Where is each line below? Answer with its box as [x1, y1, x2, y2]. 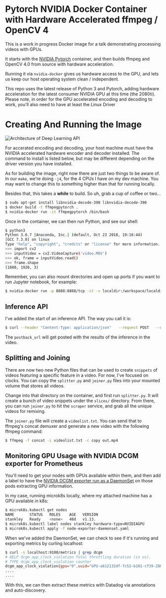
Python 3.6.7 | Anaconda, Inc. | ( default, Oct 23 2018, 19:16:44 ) [5, 232, 142, 238]
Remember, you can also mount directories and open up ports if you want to [5, 274, 160, 280]
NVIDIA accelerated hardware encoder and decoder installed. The [5, 150, 140, 156]
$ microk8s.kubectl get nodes [5, 508, 68, 513]
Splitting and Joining [5, 354, 70, 362]
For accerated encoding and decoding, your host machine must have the [5, 145, 154, 151]
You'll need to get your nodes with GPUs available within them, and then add [5, 472, 161, 478]
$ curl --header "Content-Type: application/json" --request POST [5, 325, 149, 331]
